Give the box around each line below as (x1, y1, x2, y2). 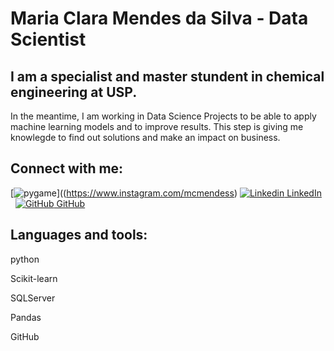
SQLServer (10, 292, 56, 304)
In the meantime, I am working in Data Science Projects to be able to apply (10, 110, 317, 122)
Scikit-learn (10, 272, 58, 284)
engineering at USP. (10, 83, 138, 101)
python (10, 253, 40, 265)
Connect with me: (10, 160, 124, 177)
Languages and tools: (10, 227, 148, 244)
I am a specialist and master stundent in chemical (10, 68, 325, 85)
